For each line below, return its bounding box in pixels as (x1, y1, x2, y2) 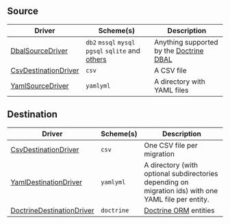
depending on (144, 177, 189, 187)
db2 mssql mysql (85, 38, 136, 47)
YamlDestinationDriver (10, 177, 83, 187)
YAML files (153, 85, 189, 95)
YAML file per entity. (144, 195, 209, 204)
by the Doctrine (153, 46, 204, 55)
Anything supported (153, 37, 218, 47)
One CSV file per (144, 140, 199, 150)
